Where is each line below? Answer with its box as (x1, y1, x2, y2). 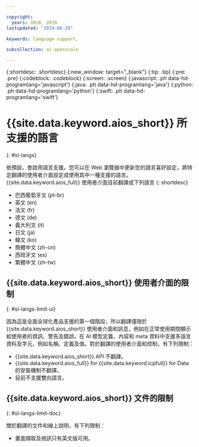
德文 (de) (14, 214, 38, 221)
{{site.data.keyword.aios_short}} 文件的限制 (6, 393, 174, 403)
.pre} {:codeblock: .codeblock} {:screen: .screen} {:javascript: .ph (6, 75, 167, 82)
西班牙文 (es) (14, 252, 48, 259)
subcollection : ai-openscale (6, 47, 79, 53)
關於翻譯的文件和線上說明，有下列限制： (6, 422, 105, 429)
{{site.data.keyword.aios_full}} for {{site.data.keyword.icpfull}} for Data (14, 359, 189, 366)
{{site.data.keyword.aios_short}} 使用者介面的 (6, 278, 182, 288)
